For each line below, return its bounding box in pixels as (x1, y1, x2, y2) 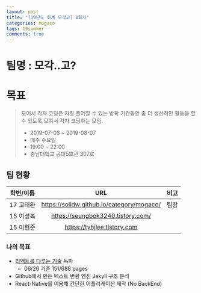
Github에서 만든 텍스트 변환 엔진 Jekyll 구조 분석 (14, 273, 129, 280)
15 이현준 (9, 223, 36, 232)
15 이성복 (9, 212, 36, 220)
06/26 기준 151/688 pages (23, 265, 88, 273)
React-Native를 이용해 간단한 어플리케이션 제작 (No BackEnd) (14, 280, 162, 288)
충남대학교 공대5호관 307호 (29, 150, 94, 158)
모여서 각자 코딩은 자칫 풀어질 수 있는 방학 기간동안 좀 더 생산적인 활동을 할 (20, 109, 196, 117)
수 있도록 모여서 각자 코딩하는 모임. (20, 117, 104, 125)
